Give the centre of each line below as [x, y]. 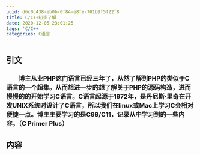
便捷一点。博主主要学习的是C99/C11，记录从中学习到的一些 [92, 115]
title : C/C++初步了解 [32, 17]
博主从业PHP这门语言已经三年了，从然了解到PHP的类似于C [104, 79]
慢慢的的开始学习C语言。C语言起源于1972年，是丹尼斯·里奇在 [95, 97]
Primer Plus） [48, 124]
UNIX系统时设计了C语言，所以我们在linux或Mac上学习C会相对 [103, 106]
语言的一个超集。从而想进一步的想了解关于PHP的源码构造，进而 [98, 88]
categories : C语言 [28, 34]
